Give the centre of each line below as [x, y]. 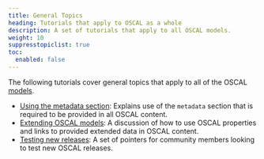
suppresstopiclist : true [49, 45]
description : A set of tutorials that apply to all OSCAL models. [120, 30]
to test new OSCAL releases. [66, 148]
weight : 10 [26, 38]
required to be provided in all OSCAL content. [94, 114]
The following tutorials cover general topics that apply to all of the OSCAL [128, 82]
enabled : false [40, 60]
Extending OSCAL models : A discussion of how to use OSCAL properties [138, 123]
